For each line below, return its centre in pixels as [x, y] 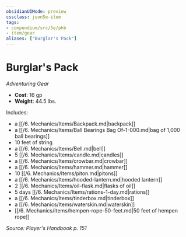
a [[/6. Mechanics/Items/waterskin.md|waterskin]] [75, 204]
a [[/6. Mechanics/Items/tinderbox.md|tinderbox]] [74, 198]
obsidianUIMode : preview [36, 11]
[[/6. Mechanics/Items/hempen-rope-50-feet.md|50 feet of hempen [96, 210]
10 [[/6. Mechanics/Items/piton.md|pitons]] [66, 173]
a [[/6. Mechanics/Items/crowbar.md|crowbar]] [71, 161]
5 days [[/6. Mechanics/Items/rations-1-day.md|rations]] [82, 192]
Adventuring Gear [28, 83]
